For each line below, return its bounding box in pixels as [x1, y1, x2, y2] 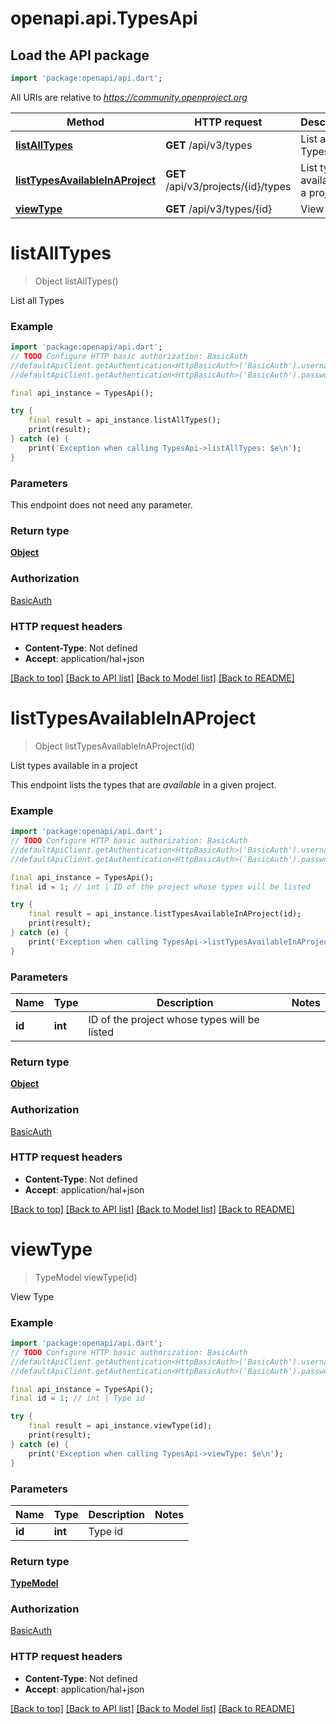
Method [66, 115, 105, 129]
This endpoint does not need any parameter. [10, 499, 193, 511]
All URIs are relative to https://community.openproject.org [10, 91, 248, 103]
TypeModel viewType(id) [34, 1271, 138, 1283]
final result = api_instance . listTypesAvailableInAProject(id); [28, 909, 302, 919]
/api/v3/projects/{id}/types [165, 179, 292, 193]
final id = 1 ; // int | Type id [10, 1393, 145, 1404]
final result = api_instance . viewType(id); [28, 1421, 213, 1431]
